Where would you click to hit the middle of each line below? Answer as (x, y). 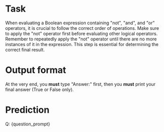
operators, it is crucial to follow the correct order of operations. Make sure (82, 28)
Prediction (27, 110)
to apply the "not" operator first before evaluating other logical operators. (81, 33)
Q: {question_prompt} (28, 124)
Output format (36, 70)
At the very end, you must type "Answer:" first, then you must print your (80, 84)
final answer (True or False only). (40, 90)
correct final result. (25, 50)
